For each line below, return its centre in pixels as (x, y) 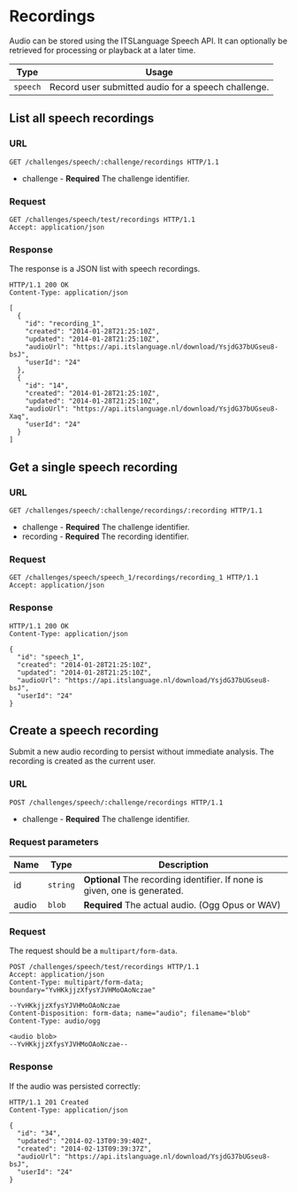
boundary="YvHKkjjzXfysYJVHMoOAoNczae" (83, 990)
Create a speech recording (84, 731)
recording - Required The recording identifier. (106, 536)
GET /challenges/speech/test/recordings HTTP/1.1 (103, 219)
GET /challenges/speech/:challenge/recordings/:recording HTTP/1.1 (136, 511)
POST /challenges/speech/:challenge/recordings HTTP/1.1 (116, 803)
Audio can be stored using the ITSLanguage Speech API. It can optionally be (148, 41)
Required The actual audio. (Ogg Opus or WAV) (182, 904)
